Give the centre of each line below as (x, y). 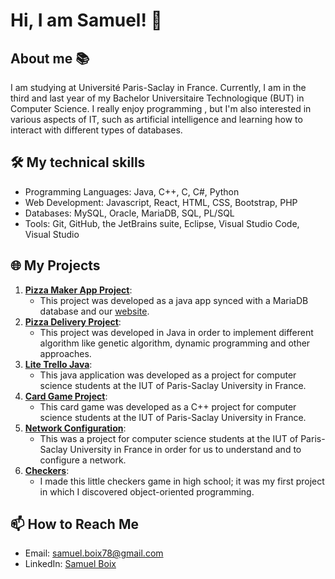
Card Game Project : (66, 396)
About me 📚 (50, 58)
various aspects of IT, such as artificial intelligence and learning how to (156, 119)
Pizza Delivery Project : (73, 321)
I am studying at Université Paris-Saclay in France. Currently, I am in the (158, 87)
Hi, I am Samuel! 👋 (86, 20)
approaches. (65, 353)
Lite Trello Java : (58, 364)
